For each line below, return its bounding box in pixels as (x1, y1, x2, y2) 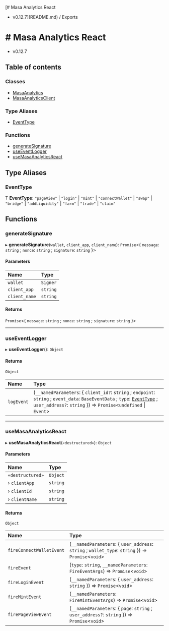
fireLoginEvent (8, 580, 44, 586)
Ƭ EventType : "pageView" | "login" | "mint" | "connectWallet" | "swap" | (5, 195, 152, 201)
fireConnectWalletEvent (8, 547, 65, 553)
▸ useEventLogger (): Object (5, 347, 64, 353)
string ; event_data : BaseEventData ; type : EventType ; (33, 395, 158, 402)
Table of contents (5, 63, 61, 72)
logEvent (8, 398, 29, 405)
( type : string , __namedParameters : (69, 561, 148, 568)
